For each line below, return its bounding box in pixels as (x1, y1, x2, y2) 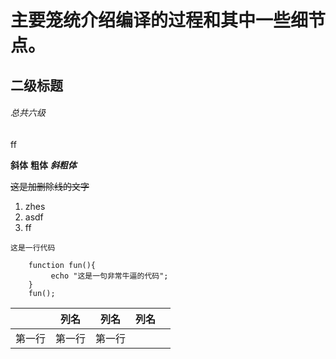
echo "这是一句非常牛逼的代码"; (50, 271, 169, 281)
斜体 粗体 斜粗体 (10, 159, 77, 171)
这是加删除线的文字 (10, 180, 90, 192)
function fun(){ (28, 260, 97, 270)
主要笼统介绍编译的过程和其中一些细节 (10, 9, 327, 32)
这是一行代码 (10, 242, 56, 253)
